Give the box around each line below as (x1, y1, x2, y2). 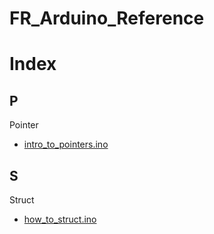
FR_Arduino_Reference (9, 7, 205, 30)
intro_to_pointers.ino (23, 138, 109, 151)
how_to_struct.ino (23, 213, 97, 225)
